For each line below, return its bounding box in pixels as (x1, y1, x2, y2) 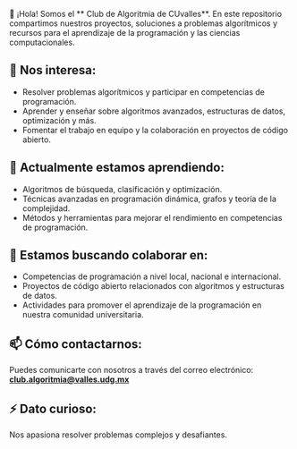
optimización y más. (21, 114, 97, 125)
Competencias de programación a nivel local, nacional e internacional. (21, 271, 282, 282)
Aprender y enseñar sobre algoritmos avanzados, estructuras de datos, (21, 106, 286, 116)
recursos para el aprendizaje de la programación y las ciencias (9, 28, 241, 38)
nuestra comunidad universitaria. (21, 309, 145, 320)
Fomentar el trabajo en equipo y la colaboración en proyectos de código (21, 124, 289, 135)
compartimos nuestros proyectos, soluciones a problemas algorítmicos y (9, 18, 278, 29)
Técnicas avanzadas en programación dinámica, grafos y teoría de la (21, 193, 277, 204)
